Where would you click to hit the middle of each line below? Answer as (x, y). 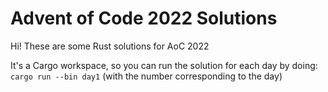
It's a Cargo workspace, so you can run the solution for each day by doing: (164, 65)
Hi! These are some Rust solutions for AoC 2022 (110, 46)
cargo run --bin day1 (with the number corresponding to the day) (146, 76)
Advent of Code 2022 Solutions (144, 18)
